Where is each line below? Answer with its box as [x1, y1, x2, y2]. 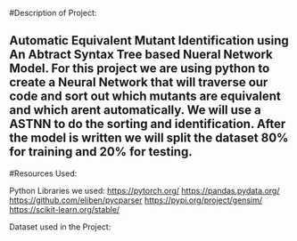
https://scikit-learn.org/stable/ [9, 204, 120, 214]
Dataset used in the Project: [9, 221, 111, 232]
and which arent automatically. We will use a [9, 102, 261, 118]
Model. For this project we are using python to [9, 61, 270, 76]
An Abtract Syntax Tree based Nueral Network [9, 47, 274, 62]
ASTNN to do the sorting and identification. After [9, 116, 286, 132]
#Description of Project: [9, 8, 97, 18]
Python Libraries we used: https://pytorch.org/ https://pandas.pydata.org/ [9, 185, 280, 196]
